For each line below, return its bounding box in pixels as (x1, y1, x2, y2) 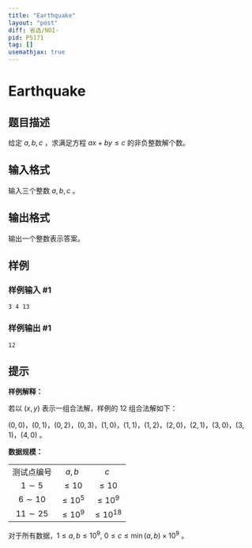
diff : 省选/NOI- (8, 26, 59, 34)
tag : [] (8, 41, 34, 49)
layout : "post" (8, 19, 58, 27)
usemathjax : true (8, 48, 66, 56)
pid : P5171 (8, 33, 44, 42)
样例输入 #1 (8, 284, 51, 295)
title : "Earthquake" (8, 11, 77, 20)
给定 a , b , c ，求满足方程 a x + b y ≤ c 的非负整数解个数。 (8, 138, 190, 147)
